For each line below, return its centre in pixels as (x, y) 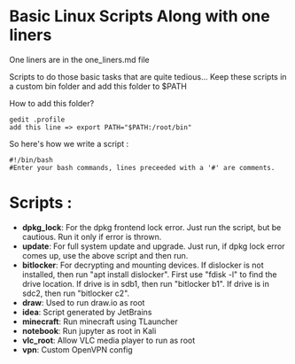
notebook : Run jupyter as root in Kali (89, 330)
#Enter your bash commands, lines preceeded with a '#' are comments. (142, 167)
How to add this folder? (52, 103)
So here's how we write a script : (69, 143)
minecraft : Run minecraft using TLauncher (100, 321)
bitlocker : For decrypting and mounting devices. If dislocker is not (143, 265)
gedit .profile (37, 120)
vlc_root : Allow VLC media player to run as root (109, 340)
